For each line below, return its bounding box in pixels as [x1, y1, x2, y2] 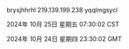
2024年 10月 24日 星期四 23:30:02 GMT [6, 35, 122, 43]
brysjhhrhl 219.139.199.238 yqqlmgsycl [6, 6, 118, 14]
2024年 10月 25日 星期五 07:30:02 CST [6, 20, 120, 28]
